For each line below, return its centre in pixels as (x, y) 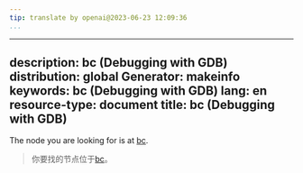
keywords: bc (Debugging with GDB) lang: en (138, 91)
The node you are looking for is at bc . (79, 141)
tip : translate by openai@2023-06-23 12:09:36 (98, 18)
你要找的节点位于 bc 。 (72, 159)
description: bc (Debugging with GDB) (119, 63)
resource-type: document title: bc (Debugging (142, 105)
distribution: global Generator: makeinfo (125, 77)
